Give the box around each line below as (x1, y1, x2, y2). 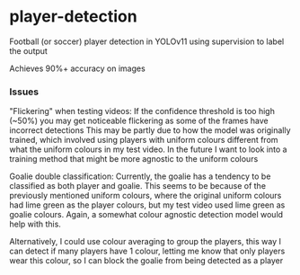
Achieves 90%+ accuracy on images (9, 63, 146, 74)
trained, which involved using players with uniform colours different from (9, 135, 278, 146)
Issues (9, 85, 40, 98)
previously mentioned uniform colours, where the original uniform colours (9, 191, 282, 201)
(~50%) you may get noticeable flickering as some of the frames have (9, 115, 269, 127)
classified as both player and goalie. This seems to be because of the (9, 181, 267, 191)
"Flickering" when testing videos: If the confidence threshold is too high (9, 106, 276, 117)
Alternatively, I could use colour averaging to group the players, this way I (9, 236, 281, 247)
